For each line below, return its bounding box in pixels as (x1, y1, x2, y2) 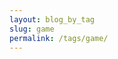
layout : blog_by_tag (9, 14, 96, 25)
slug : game (9, 24, 55, 34)
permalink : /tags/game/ (9, 33, 109, 43)
